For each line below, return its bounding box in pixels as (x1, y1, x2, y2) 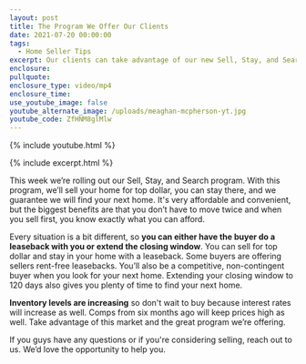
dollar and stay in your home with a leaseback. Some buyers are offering (9, 251, 282, 262)
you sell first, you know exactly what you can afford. (9, 214, 205, 225)
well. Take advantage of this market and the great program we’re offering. (9, 317, 286, 328)
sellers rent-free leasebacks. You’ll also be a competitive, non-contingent (9, 260, 285, 271)
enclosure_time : (9, 89, 71, 98)
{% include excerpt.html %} (9, 157, 114, 168)
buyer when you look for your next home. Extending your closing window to (9, 270, 294, 281)
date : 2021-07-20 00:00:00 (9, 30, 112, 39)
